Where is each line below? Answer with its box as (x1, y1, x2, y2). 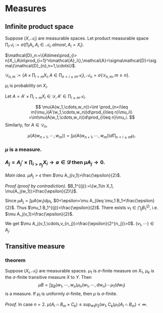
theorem (5, 257, 26, 264)
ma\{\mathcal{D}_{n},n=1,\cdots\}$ (5, 63, 75, 68)
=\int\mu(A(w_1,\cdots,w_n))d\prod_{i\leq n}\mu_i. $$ (28, 114, 135, 120)
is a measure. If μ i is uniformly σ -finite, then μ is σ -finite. (5, 291, 118, 298)
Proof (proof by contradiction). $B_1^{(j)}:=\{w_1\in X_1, (5, 183, 114, 188)
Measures (5, 3, 47, 14)
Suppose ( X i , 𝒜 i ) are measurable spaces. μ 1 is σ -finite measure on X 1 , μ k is (5, 268, 155, 275)
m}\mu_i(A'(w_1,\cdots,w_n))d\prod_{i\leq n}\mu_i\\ (31, 109, 133, 115)
